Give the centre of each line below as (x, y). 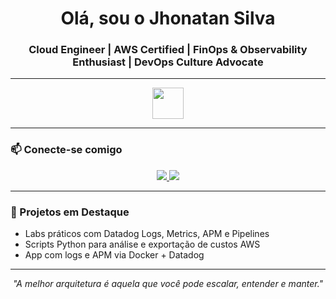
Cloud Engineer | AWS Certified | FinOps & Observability (168, 50)
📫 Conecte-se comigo (66, 150)
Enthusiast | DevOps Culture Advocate (168, 62)
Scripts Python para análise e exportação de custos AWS (142, 244)
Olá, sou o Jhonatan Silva (168, 18)
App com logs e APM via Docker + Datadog (114, 255)
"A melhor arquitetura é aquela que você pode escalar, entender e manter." (168, 284)
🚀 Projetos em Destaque (70, 212)
